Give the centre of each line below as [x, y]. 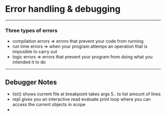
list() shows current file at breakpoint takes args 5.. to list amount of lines [86, 94]
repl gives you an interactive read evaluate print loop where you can [81, 99]
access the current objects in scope [49, 105]
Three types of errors [31, 30]
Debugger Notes [31, 82]
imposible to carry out [35, 52]
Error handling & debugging [63, 9]
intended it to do [29, 62]
